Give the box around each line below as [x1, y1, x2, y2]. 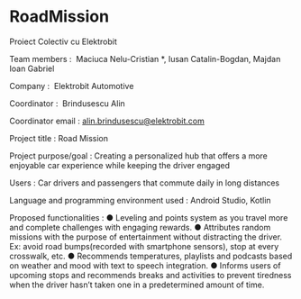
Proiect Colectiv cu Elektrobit [9, 36, 117, 47]
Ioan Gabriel [9, 63, 55, 74]
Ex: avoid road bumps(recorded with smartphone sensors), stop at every [9, 240, 279, 251]
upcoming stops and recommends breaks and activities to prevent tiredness [9, 269, 292, 280]
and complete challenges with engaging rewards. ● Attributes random [9, 222, 271, 232]
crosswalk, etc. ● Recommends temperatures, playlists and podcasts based [9, 250, 293, 261]
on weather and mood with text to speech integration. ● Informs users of [9, 259, 281, 271]
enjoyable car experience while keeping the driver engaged [9, 159, 230, 170]
